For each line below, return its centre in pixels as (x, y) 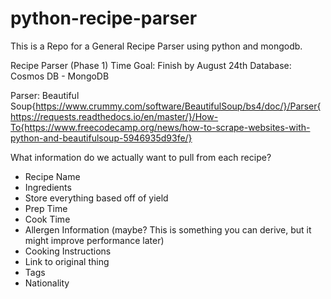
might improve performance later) (94, 240)
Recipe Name (52, 176)
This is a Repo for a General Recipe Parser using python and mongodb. (156, 46)
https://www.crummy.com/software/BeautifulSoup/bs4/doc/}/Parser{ (178, 106)
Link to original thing (67, 261)
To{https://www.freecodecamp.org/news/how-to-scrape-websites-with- (160, 127)
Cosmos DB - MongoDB (60, 76)
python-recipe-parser (104, 18)
